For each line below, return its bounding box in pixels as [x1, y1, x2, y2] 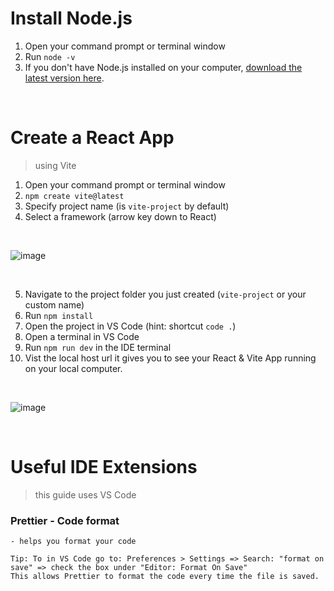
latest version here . [24, 72, 105, 84]
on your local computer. [24, 362, 123, 374]
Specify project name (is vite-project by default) [24, 200, 230, 212]
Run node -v [24, 50, 76, 62]
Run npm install [24, 309, 94, 321]
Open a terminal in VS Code [24, 330, 140, 342]
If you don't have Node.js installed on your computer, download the [24, 61, 303, 73]
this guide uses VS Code [34, 488, 137, 501]
